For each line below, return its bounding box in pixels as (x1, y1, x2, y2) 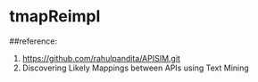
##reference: (9, 36, 58, 46)
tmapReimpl (9, 6, 101, 27)
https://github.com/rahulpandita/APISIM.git (21, 53, 181, 63)
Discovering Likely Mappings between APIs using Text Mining (21, 62, 250, 73)
